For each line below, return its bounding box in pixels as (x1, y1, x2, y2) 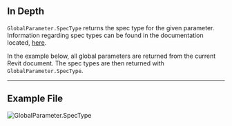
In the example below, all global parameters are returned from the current (7, 52, 216, 60)
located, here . (7, 38, 47, 47)
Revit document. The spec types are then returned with (7, 59, 164, 67)
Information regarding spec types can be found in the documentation (7, 31, 204, 39)
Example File (7, 93, 64, 105)
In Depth (7, 6, 45, 17)
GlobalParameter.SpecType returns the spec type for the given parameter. (7, 23, 215, 32)
